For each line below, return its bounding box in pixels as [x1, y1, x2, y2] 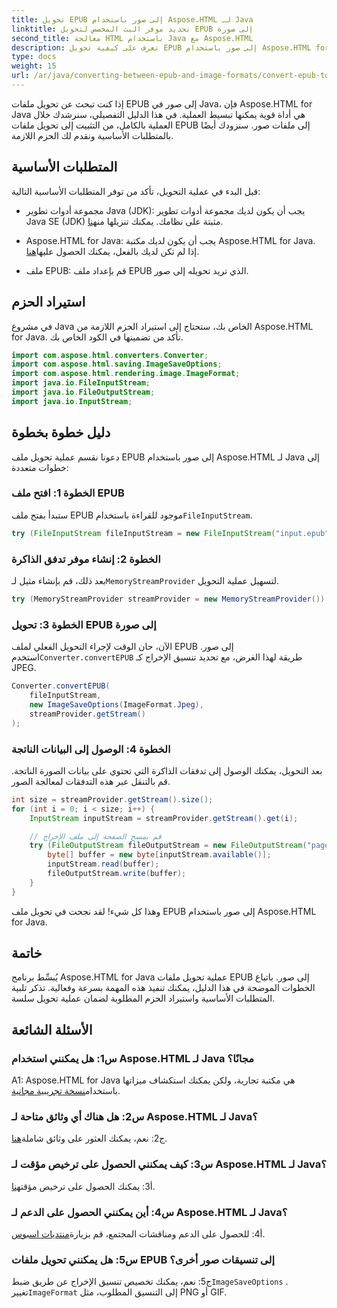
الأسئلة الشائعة [11, 1021, 93, 1038]
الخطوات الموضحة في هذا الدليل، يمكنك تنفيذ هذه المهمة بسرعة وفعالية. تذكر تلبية [11, 982, 316, 994]
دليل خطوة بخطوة [11, 424, 111, 441]
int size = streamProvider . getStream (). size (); [11, 794, 214, 805]
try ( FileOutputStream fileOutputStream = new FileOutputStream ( [29, 841, 308, 851]
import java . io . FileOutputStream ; [11, 387, 156, 397]
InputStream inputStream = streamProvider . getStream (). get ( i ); [29, 813, 299, 823]
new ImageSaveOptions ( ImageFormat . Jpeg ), [29, 699, 204, 710]
